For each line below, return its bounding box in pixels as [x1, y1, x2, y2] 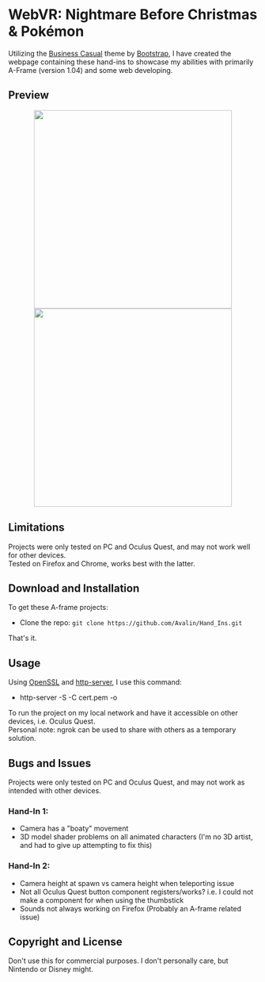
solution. [8, 734, 37, 743]
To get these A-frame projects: [8, 603, 108, 612]
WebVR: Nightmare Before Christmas [8, 6, 258, 24]
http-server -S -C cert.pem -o [19, 692, 118, 703]
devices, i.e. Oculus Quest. [8, 716, 96, 727]
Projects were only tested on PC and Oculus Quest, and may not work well [8, 542, 251, 551]
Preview [8, 89, 50, 102]
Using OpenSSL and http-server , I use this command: [8, 677, 182, 687]
